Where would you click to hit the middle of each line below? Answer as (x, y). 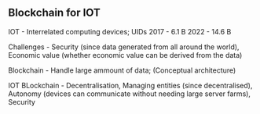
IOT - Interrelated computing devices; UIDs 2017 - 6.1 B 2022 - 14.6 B (120, 31)
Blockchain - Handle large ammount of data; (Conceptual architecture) (122, 70)
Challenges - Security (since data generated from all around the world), (124, 47)
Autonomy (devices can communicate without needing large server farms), (130, 94)
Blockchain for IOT (54, 13)
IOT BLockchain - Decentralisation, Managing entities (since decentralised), (130, 85)
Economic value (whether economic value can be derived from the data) (125, 55)
